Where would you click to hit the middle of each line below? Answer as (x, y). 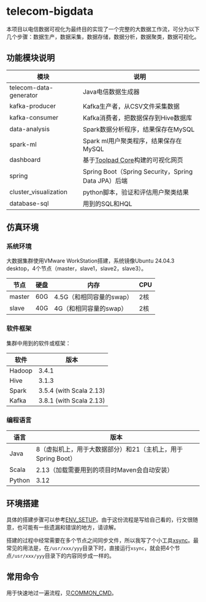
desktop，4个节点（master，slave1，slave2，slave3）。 (77, 269)
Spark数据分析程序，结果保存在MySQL (139, 129)
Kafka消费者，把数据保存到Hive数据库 (137, 118)
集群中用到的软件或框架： (39, 343)
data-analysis (30, 129)
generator (24, 95)
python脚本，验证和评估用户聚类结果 (135, 192)
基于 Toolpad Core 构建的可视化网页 (133, 160)
